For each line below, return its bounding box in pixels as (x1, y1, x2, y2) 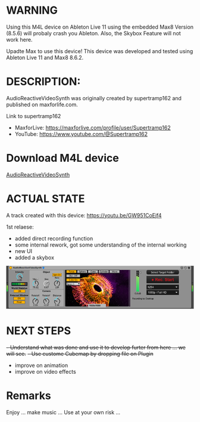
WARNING (6, 4, 58, 17)
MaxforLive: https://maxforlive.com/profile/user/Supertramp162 (14, 124, 171, 131)
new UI (14, 247, 33, 254)
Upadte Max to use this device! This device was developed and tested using (6, 47, 193, 54)
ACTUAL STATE (6, 192, 85, 205)
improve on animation (14, 362, 68, 369)
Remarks (6, 389, 52, 403)
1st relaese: (6, 223, 34, 230)
